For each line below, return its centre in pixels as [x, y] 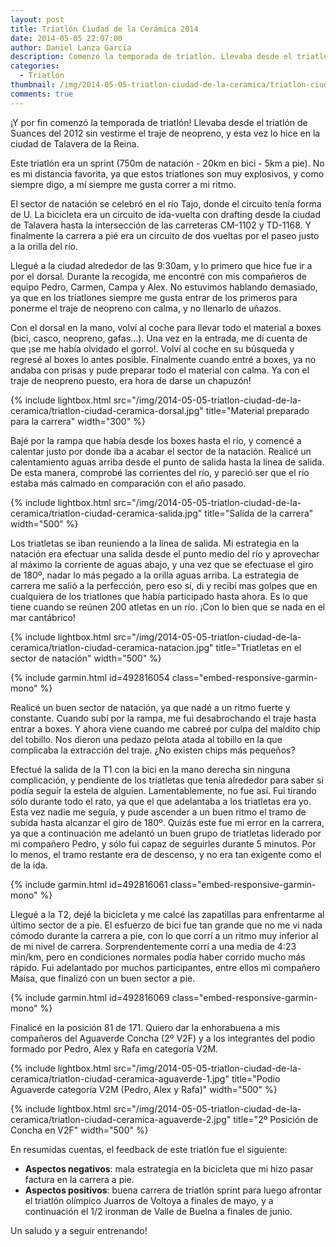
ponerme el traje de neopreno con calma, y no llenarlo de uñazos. [146, 308]
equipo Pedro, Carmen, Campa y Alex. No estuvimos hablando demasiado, [164, 287]
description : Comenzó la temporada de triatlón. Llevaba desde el [151, 57]
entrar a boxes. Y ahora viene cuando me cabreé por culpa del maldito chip [165, 728]
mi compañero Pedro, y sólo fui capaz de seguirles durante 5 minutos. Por [163, 843]
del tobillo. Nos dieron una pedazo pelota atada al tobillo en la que [146, 739]
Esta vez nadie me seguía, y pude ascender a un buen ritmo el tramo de [158, 812]
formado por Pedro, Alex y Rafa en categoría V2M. [114, 1048]
